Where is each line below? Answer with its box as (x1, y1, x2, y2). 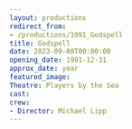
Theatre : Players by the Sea (9, 81, 119, 90)
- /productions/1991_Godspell (9, 30, 124, 39)
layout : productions (9, 13, 88, 23)
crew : (9, 97, 30, 107)
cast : (9, 89, 30, 98)
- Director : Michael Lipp (9, 106, 107, 115)
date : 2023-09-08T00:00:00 (9, 47, 111, 56)
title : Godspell (9, 38, 71, 48)
